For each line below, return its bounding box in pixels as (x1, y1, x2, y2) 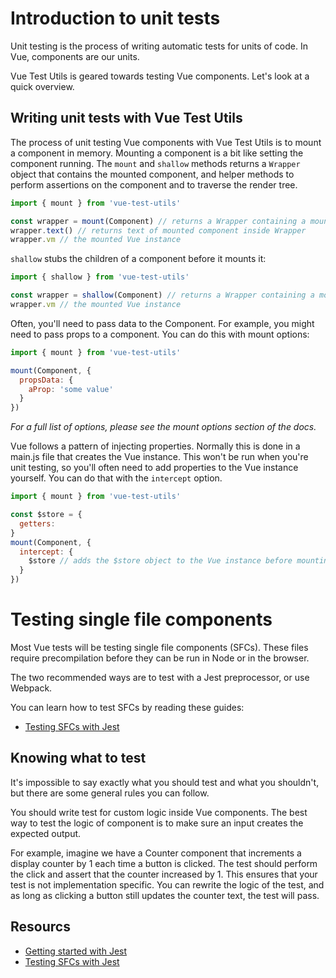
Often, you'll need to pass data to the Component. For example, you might (10, 317, 315, 329)
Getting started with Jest (24, 945, 128, 957)
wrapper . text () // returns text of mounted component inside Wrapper (10, 225, 307, 236)
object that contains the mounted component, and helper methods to (10, 168, 295, 180)
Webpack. (10, 682, 53, 694)
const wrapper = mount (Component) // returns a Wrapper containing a (10, 216, 307, 226)
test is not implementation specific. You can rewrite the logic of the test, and (10, 878, 325, 891)
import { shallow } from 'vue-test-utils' (10, 272, 190, 282)
